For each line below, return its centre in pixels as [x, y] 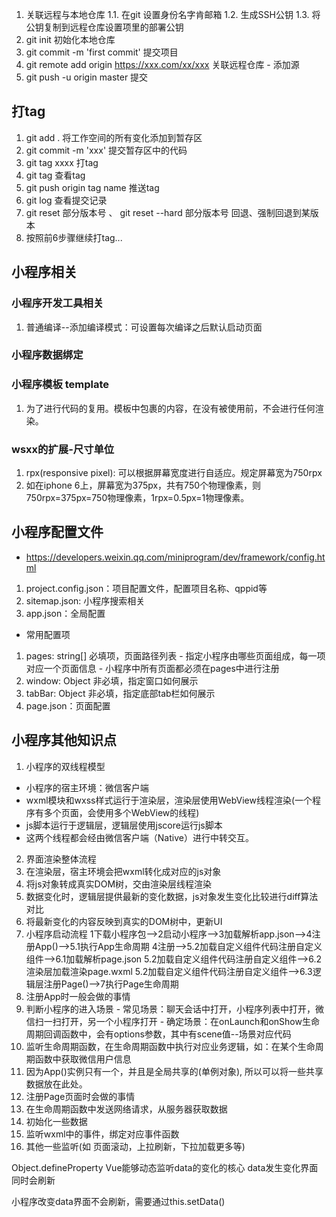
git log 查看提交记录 [66, 200]
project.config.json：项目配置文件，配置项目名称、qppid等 [146, 588]
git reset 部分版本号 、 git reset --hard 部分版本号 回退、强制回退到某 [168, 212]
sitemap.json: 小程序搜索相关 [85, 600]
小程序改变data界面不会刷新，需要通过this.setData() [118, 1201]
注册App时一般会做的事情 [78, 996]
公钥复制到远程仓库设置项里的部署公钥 [104, 27]
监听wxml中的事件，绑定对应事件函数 [102, 1134]
